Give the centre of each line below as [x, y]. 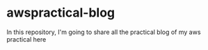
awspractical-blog [61, 13]
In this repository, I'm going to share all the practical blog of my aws [104, 32]
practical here [26, 39]
